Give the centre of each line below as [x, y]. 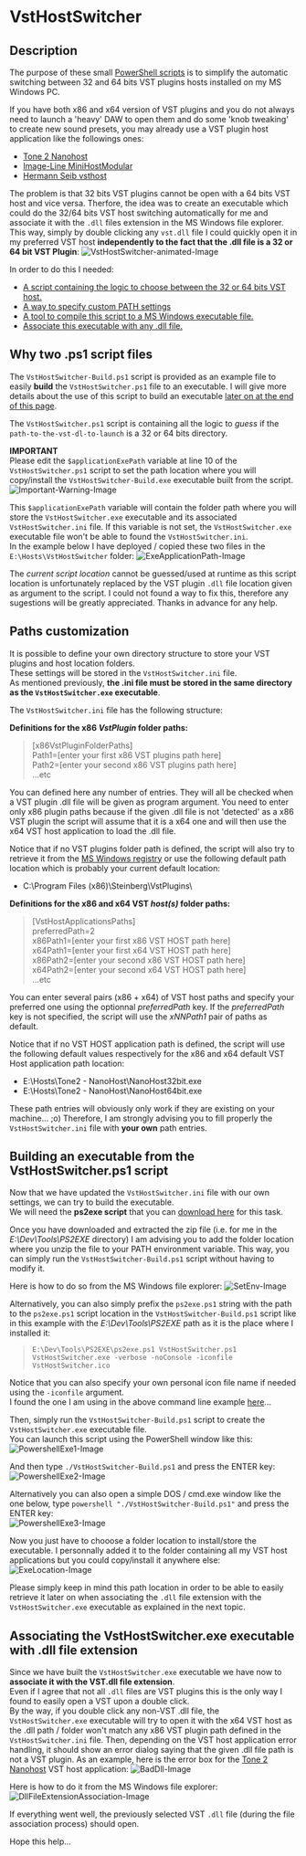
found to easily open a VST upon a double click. [100, 1702]
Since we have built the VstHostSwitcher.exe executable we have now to [146, 1672]
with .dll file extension [74, 1650]
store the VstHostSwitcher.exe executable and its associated [123, 517]
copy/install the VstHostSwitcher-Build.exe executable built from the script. [152, 480]
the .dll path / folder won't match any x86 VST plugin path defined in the [145, 1730]
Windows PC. [35, 92]
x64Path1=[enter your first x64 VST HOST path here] [131, 950]
